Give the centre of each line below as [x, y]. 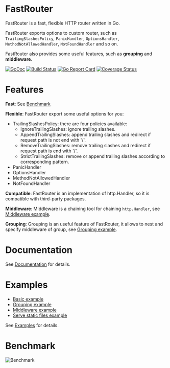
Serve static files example [40, 315]
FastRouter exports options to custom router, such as [61, 33]
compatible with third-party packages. [46, 199]
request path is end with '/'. [49, 151]
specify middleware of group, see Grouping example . [61, 229]
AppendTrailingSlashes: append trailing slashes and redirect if [86, 134]
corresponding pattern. [45, 162]
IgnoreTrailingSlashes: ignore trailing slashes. [68, 129]
